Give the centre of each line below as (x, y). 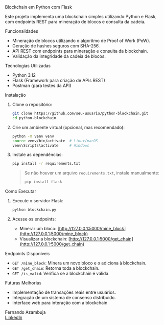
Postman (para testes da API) (42, 86)
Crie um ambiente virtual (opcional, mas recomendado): (68, 127)
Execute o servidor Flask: (38, 201)
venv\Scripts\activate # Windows (51, 145)
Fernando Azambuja (25, 312)
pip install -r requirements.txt (46, 164)
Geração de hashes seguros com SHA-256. (56, 46)
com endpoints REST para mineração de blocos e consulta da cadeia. (75, 22)
